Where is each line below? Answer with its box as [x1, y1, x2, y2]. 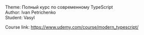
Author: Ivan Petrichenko [5, 9, 56, 15]
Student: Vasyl [5, 15, 35, 20]
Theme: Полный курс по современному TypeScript [5, 4, 113, 10]
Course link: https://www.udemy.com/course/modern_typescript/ [5, 24, 139, 30]
